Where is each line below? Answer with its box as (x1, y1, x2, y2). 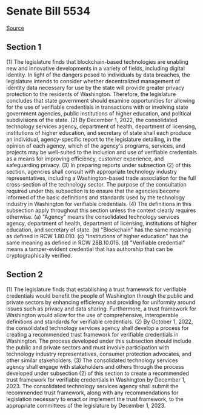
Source (6, 24, 24, 32)
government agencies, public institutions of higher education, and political (6, 109, 191, 117)
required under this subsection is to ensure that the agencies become (6, 187, 180, 194)
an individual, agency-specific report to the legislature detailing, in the (6, 135, 181, 143)
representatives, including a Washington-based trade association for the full (6, 174, 196, 182)
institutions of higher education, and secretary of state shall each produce (6, 129, 191, 136)
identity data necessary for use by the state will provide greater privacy (6, 84, 185, 91)
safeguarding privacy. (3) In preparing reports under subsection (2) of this (6, 161, 191, 168)
